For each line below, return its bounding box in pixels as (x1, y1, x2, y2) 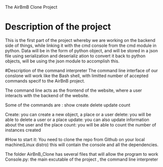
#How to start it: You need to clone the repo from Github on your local (5, 136, 145, 142)
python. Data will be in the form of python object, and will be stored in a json (5, 47, 158, 53)
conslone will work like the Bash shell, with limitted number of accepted (5, 73, 148, 79)
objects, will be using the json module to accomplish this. (5, 58, 120, 64)
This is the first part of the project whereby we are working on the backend (5, 37, 156, 43)
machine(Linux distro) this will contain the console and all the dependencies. (5, 142, 159, 147)
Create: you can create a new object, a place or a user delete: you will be (5, 111, 152, 117)
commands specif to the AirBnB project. (5, 78, 85, 83)
